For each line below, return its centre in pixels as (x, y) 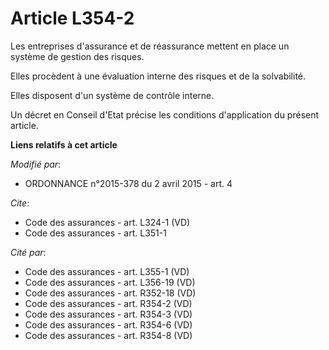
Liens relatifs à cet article (64, 144)
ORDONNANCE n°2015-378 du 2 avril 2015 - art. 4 (128, 183)
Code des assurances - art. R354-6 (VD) (108, 324)
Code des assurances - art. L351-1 (95, 233)
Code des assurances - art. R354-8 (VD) (108, 335)
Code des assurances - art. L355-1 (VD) (107, 271)
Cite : (20, 203)
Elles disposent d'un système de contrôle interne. (112, 95)
